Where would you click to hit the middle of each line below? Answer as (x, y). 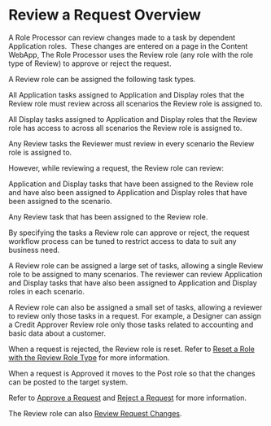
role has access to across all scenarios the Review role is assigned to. (125, 128)
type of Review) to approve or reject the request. (90, 63)
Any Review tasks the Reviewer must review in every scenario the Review (131, 143)
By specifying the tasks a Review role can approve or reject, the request (129, 233)
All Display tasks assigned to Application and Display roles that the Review (133, 119)
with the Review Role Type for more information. (89, 357)
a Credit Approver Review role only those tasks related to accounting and (131, 324)
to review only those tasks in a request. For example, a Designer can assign (135, 315)
